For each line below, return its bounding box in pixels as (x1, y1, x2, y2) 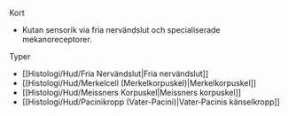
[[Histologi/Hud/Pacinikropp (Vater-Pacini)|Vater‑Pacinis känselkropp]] (21, 97, 281, 107)
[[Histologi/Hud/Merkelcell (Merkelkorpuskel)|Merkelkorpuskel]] (21, 78, 257, 88)
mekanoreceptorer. (21, 35, 92, 44)
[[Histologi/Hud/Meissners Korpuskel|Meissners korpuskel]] (21, 88, 242, 97)
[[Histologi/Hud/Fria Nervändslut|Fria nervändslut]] (21, 68, 209, 79)
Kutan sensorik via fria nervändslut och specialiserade (21, 25, 221, 35)
